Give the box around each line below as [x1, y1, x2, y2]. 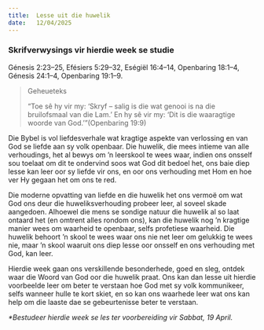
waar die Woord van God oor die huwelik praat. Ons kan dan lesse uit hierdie [8, 272, 256, 281]
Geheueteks [27, 86, 67, 95]
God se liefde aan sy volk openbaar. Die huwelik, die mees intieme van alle [8, 141, 250, 151]
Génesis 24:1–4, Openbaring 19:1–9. [8, 71, 123, 80]
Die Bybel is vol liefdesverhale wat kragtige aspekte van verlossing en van [8, 133, 248, 142]
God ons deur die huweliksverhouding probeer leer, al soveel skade [8, 198, 227, 208]
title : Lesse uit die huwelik [8, 11, 111, 20]
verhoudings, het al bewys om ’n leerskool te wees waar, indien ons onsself [8, 150, 253, 159]
